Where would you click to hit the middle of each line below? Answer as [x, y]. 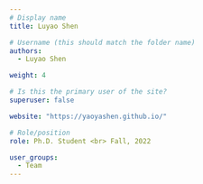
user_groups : [34, 157]
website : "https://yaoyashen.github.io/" [88, 116]
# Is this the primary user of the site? [88, 92]
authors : [26, 51]
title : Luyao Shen [44, 26]
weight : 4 [28, 76]
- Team [30, 166]
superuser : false [42, 100]
